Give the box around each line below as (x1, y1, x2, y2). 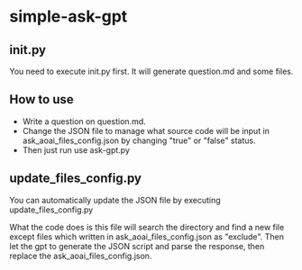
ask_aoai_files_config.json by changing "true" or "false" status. (22, 135, 256, 146)
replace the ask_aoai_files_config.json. (9, 250, 152, 261)
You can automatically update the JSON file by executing (9, 194, 221, 205)
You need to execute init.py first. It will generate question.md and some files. (9, 66, 294, 76)
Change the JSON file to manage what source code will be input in (22, 125, 270, 136)
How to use (9, 92, 74, 107)
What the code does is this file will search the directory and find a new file (9, 221, 285, 232)
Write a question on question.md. (22, 115, 146, 127)
